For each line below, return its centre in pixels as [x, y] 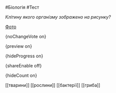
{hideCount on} [21, 75]
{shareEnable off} [23, 66]
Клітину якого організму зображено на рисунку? [58, 17]
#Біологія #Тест [22, 7]
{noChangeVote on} [26, 36]
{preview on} [19, 46]
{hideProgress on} [24, 56]
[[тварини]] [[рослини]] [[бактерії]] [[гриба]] [53, 85]
